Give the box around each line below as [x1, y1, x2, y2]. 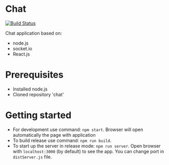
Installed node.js [12, 86, 48, 92]
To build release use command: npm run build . [12, 137, 112, 143]
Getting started [5, 109, 72, 121]
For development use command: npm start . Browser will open [12, 126, 143, 133]
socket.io [12, 45, 32, 51]
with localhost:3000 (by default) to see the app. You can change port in [12, 148, 164, 154]
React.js [12, 51, 30, 57]
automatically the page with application [12, 132, 96, 138]
